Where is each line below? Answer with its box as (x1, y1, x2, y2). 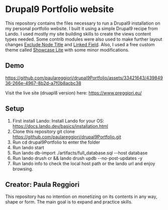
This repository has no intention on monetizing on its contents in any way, (5, 193, 157, 199)
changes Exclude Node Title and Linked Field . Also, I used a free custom (5, 41, 155, 47)
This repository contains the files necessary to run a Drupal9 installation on (5, 20, 160, 26)
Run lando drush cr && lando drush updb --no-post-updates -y (12, 155, 143, 161)
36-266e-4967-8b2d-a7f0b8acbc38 (5, 80, 82, 86)
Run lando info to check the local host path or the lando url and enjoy (12, 160, 155, 166)
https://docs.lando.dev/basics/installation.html (12, 123, 108, 129)
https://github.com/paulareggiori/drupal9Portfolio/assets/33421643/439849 (5, 74, 163, 81)
